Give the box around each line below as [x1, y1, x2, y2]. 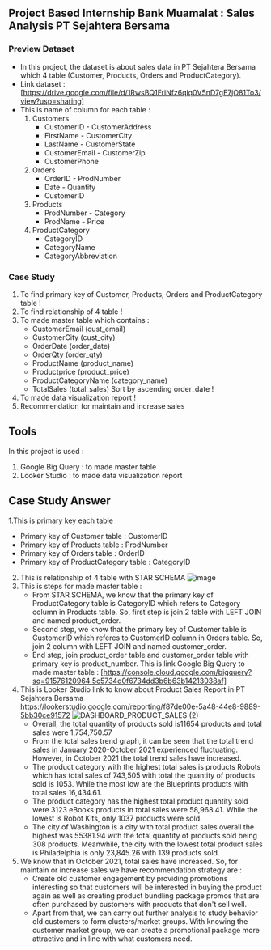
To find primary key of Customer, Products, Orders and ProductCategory [19, 289, 263, 299]
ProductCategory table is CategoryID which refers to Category [32, 598, 241, 608]
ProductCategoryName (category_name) [32, 375, 168, 385]
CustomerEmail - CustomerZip [44, 147, 146, 157]
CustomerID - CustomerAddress [44, 121, 152, 132]
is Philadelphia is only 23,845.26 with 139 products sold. [32, 847, 220, 857]
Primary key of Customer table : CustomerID [19, 531, 168, 541]
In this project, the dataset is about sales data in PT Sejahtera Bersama [19, 61, 256, 71]
